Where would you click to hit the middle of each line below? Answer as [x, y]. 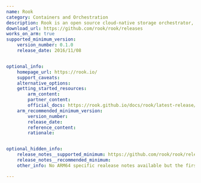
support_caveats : [39, 77]
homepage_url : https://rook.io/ [57, 72]
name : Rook [20, 12]
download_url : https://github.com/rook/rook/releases [75, 28]
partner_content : [49, 100]
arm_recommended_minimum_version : [60, 111]
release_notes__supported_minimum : [61, 155]
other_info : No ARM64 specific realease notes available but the [100, 165]
